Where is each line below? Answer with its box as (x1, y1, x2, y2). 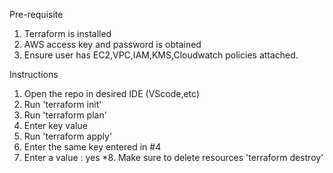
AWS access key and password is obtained (23, 39, 202, 50)
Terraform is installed (23, 28, 112, 39)
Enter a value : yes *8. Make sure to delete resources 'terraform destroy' (23, 152, 324, 163)
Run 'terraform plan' (23, 109, 107, 121)
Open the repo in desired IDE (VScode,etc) (23, 88, 201, 99)
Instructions (9, 69, 59, 80)
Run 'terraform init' (23, 99, 102, 110)
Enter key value (23, 120, 88, 131)
